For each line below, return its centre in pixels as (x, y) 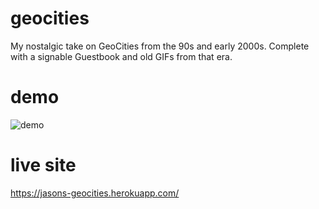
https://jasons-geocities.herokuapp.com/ (95, 193)
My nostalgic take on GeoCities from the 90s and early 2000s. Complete (160, 46)
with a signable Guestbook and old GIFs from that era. (121, 56)
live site (43, 165)
